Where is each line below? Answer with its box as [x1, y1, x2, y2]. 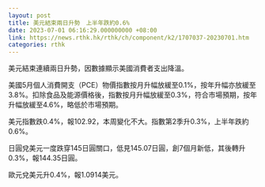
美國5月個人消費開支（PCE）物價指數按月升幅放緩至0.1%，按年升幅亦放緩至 [8, 80, 256, 90]
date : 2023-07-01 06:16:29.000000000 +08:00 [8, 26, 157, 34]
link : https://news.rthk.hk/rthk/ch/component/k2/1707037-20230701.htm [8, 33, 249, 42]
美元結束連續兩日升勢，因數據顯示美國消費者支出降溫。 [8, 64, 188, 73]
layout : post [8, 11, 51, 20]
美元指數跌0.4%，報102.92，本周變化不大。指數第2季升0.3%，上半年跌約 [8, 117, 249, 126]
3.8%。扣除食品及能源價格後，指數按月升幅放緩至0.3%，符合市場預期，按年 [8, 90, 257, 99]
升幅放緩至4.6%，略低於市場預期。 [8, 100, 123, 110]
